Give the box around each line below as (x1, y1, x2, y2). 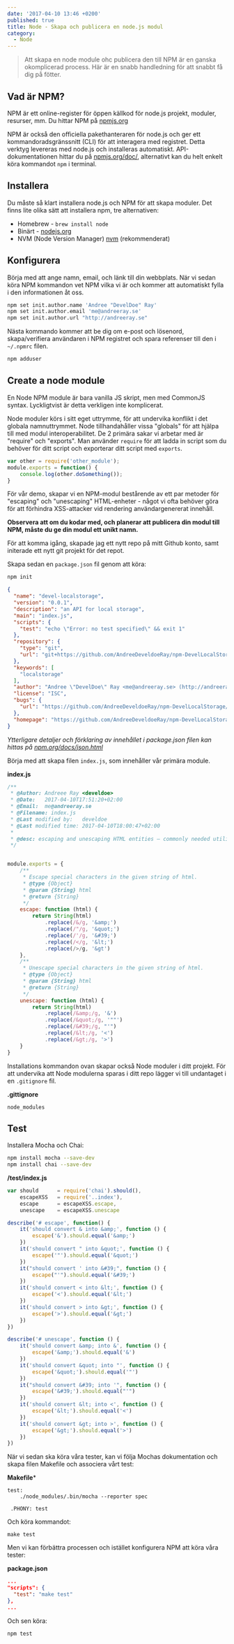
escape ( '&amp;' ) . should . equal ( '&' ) (32, 1349, 136, 1356)
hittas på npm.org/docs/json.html (7, 742, 103, 751)
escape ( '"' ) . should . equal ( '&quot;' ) (32, 1252, 139, 1259)
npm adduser (7, 356, 42, 363)
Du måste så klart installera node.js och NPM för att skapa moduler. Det (7, 199, 212, 207)
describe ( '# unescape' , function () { (7, 1336, 120, 1343)
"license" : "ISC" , (13, 690, 68, 698)
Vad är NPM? (7, 90, 65, 102)
